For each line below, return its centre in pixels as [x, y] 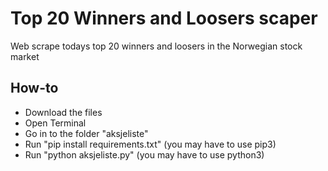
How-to [34, 88]
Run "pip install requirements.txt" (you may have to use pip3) [150, 144]
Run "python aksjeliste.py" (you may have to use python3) [144, 154]
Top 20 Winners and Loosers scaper [164, 18]
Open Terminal [55, 123]
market [25, 56]
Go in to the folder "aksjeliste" [86, 133]
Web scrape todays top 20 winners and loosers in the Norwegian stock [156, 46]
